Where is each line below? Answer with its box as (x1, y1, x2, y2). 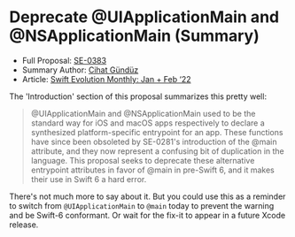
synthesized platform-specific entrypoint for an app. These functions (30, 126, 283, 137)
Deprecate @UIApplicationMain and (9, 7, 280, 27)
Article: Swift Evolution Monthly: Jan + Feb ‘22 (21, 73, 191, 84)
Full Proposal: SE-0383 (21, 55, 107, 65)
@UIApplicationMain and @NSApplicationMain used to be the (30, 108, 256, 119)
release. (9, 219, 39, 230)
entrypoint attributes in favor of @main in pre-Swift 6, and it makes (30, 164, 275, 175)
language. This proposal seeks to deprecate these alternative (30, 155, 255, 165)
